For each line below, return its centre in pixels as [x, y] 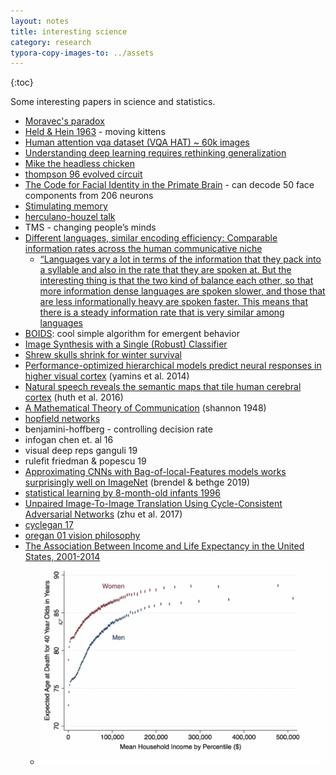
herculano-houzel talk [70, 217]
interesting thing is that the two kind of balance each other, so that [176, 281]
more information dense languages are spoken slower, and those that [182, 291]
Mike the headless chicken [80, 164]
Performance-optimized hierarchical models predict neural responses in [173, 366]
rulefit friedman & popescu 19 [85, 461]
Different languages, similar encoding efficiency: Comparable [151, 238]
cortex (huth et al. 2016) [74, 397]
